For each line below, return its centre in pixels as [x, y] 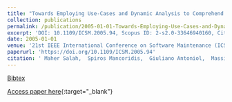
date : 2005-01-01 [32, 39]
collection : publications [44, 20]
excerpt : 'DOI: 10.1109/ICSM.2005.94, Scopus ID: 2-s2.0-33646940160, [111, 33]
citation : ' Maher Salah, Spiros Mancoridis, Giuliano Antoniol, [106, 59]
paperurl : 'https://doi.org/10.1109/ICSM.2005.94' [81, 52]
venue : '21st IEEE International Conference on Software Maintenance [109, 45]
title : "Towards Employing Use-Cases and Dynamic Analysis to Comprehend [116, 13]
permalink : [23, 26]
